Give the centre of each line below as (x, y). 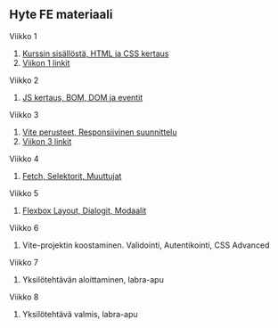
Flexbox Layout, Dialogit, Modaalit (84, 210)
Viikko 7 (24, 262)
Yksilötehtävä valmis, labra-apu (80, 314)
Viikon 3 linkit (47, 141)
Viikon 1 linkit (46, 62)
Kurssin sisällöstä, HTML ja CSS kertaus (95, 53)
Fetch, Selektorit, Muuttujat (72, 176)
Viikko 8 (24, 297)
